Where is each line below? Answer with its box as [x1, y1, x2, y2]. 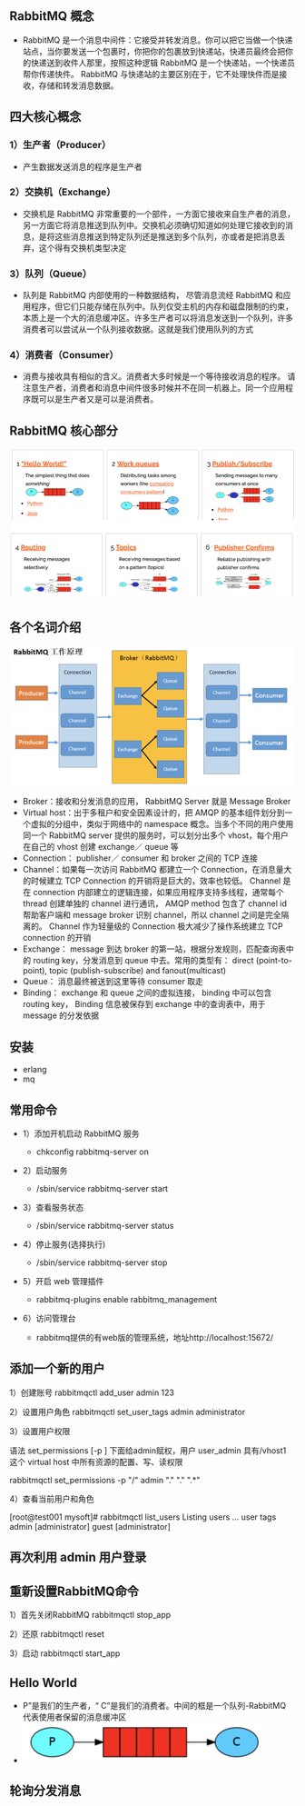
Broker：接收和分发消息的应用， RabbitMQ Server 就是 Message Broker [22, 796, 291, 807]
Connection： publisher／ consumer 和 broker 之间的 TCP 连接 [22, 853, 259, 863]
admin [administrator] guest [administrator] [9, 1521, 171, 1532]
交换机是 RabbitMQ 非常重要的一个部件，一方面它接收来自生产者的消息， [22, 208, 295, 219]
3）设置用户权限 [9, 1425, 71, 1436]
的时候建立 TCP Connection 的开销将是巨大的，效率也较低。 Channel [22, 875, 281, 886]
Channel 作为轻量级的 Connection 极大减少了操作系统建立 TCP [48, 921, 283, 932]
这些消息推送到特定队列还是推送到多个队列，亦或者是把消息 [54, 231, 278, 242]
